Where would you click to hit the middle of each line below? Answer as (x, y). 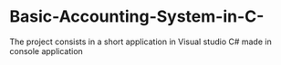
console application (47, 51)
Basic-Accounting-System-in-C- (137, 17)
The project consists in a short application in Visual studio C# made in (140, 42)
